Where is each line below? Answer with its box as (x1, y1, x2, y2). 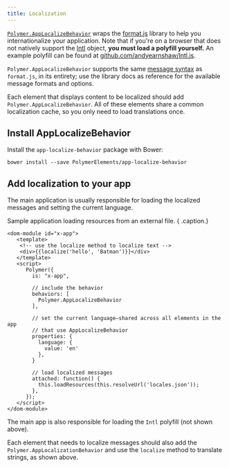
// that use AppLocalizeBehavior (32, 327, 129, 334)
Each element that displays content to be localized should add (7, 93, 185, 101)
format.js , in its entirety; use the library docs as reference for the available (7, 72, 221, 80)
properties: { (32, 333, 73, 340)
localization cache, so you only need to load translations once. (7, 107, 185, 115)
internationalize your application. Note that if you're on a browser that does (7, 36, 221, 45)
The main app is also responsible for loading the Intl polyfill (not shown (7, 418, 213, 426)
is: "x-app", (32, 272, 70, 280)
